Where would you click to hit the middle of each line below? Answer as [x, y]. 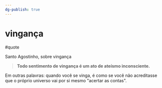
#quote [12, 47]
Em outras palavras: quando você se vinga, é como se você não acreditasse [81, 75]
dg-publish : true [23, 9]
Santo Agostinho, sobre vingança [38, 56]
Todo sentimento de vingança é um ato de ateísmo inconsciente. [83, 66]
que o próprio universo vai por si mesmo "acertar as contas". [66, 80]
